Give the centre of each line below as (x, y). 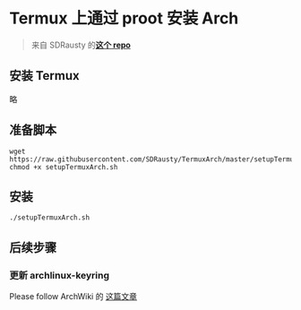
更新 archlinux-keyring (60, 275)
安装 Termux (44, 76)
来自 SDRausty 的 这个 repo (81, 45)
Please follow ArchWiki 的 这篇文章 (73, 297)
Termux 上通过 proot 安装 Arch (124, 18)
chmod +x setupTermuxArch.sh (64, 167)
